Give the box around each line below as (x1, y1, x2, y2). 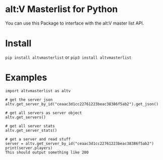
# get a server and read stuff (5, 136, 71, 141)
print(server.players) (5, 145, 53, 150)
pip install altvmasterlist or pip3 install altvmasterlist (5, 54, 132, 60)
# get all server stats (5, 123, 55, 128)
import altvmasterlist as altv (5, 88, 71, 93)
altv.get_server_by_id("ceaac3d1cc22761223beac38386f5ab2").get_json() (5, 101, 158, 106)
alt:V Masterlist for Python (5, 4, 118, 15)
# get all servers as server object (5, 110, 82, 115)
